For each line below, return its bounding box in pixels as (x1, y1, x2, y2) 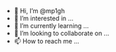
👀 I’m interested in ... (13, 14, 74, 22)
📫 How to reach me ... (13, 37, 79, 45)
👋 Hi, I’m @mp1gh (13, 7, 65, 15)
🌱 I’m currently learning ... (13, 22, 89, 30)
